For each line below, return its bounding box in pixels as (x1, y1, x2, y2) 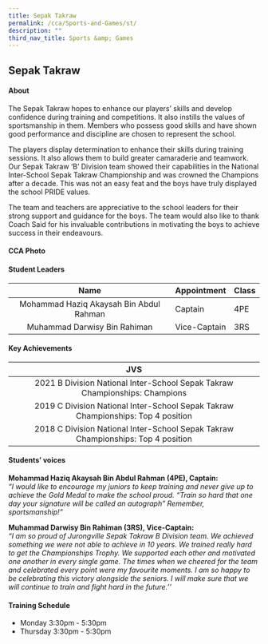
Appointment (175, 284, 227, 296)
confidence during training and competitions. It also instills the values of (8, 112, 246, 121)
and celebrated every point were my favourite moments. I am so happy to (8, 565, 250, 575)
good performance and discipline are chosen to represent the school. (8, 129, 237, 138)
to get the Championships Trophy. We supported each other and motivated (8, 548, 255, 558)
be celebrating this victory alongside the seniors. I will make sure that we (8, 574, 249, 583)
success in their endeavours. (8, 228, 104, 237)
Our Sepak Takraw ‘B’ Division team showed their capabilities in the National (8, 161, 259, 171)
